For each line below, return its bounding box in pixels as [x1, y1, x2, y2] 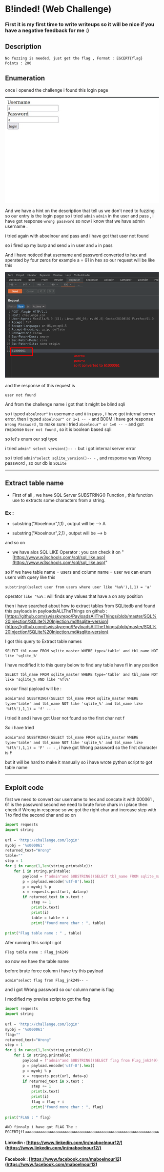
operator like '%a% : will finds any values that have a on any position [5, 593, 143, 599]
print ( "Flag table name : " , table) [5, 931, 82, 936]
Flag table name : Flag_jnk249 [5, 950, 69, 955]
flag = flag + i [31, 1099, 64, 1104]
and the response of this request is [5, 383, 75, 389]
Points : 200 [5, 60, 32, 66]
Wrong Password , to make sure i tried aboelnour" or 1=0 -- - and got [5, 421, 144, 427]
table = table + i [31, 915, 69, 920]
